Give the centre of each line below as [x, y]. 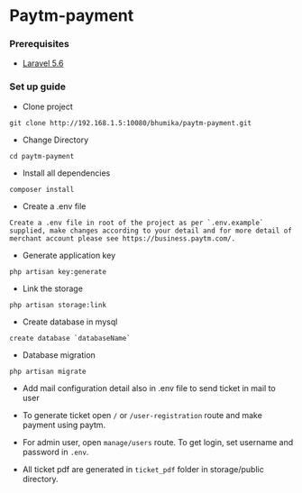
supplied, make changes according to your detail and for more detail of [151, 231]
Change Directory [55, 140]
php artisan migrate [48, 371]
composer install [42, 189]
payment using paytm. [64, 425]
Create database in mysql [70, 322]
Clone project [48, 106]
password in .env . [55, 452]
